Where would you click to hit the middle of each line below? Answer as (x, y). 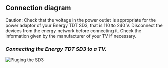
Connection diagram (38, 8)
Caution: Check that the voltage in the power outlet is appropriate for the (81, 20)
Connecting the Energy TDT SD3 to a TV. (56, 49)
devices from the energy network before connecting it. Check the (73, 31)
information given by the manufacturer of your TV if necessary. (71, 36)
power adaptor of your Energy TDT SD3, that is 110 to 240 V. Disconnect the (84, 25)
